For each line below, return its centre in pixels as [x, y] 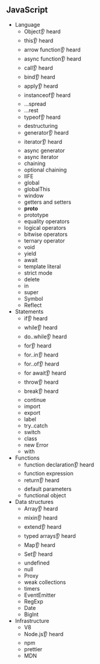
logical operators [45, 227]
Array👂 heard [41, 508]
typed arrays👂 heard [50, 535]
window [34, 195]
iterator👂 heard [43, 141]
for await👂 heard [45, 373]
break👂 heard [41, 391]
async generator [44, 150]
